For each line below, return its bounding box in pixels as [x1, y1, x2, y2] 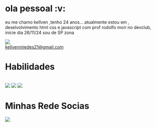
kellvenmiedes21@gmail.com [5, 44, 64, 50]
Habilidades [5, 61, 55, 73]
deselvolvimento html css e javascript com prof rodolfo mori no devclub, [5, 24, 152, 30]
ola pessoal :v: [5, 3, 66, 14]
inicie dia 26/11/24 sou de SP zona [5, 29, 75, 35]
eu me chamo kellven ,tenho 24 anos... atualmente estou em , [5, 19, 130, 25]
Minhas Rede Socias [5, 101, 90, 112]
